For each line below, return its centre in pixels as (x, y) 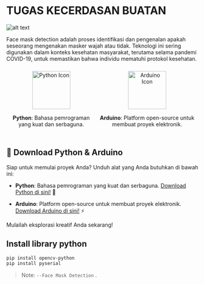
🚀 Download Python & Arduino (65, 153)
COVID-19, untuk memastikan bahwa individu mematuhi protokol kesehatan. (101, 59)
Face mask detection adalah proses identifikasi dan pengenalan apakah (96, 39)
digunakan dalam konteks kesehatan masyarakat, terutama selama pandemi (101, 52)
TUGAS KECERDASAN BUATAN (86, 11)
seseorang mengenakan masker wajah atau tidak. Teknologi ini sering (94, 46)
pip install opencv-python (40, 258)
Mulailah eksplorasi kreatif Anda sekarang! (60, 225)
